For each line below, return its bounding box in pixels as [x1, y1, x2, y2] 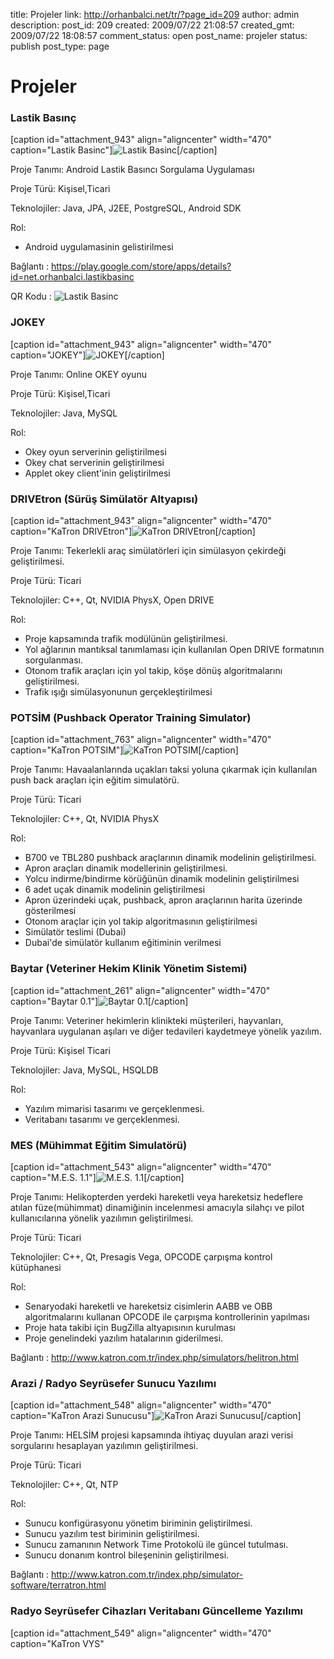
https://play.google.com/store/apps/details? [51, 260, 232, 273]
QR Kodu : [10, 290, 52, 303]
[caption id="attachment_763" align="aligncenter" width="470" [10, 734, 272, 746]
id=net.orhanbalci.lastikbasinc [10, 271, 135, 283]
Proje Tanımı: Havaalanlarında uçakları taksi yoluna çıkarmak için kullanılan [10, 764, 318, 776]
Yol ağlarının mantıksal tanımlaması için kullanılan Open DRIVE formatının [24, 644, 325, 656]
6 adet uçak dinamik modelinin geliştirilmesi [24, 884, 206, 896]
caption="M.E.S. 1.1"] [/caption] [10, 1171, 185, 1183]
